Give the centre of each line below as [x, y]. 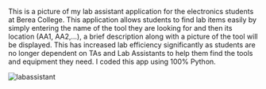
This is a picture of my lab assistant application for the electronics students [131, 11]
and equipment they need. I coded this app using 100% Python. [112, 61]
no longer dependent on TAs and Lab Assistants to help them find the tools [131, 53]
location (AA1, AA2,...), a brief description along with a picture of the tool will [133, 36]
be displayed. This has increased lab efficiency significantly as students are [132, 45]
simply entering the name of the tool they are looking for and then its [120, 28]
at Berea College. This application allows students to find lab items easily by [132, 20]
